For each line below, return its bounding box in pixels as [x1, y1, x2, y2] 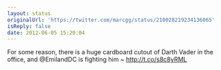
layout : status [7, 10, 51, 17]
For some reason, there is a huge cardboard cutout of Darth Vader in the [7, 48, 213, 56]
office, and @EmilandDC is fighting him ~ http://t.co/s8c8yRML [7, 56, 187, 64]
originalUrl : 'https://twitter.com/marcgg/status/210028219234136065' [7, 16, 215, 23]
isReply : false [7, 23, 51, 30]
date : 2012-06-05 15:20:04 [7, 29, 85, 36]
